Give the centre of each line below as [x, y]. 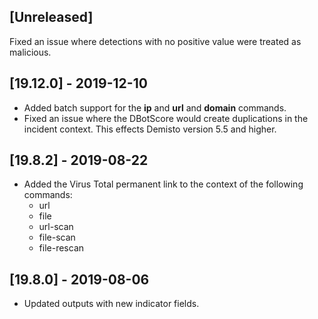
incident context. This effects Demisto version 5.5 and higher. [150, 129]
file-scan [57, 237]
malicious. [30, 52]
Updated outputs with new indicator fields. [111, 304]
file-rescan [61, 248]
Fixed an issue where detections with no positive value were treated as [155, 41]
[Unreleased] [51, 17]
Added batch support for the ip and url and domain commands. [155, 107]
